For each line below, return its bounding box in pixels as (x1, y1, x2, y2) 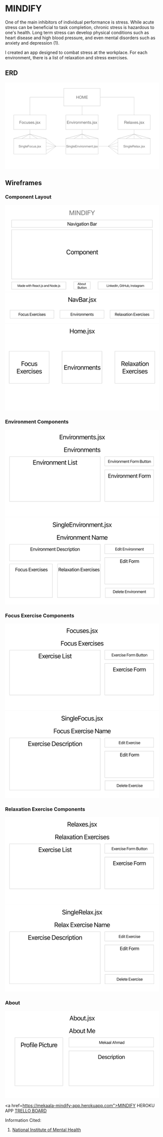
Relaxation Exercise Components (5, 806, 85, 813)
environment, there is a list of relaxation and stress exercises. (5, 54, 128, 60)
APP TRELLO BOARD (5, 1108, 47, 1114)
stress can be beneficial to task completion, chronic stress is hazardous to (5, 24, 155, 30)
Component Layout (5, 193, 52, 200)
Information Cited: (5, 1117, 41, 1123)
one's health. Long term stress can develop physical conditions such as (5, 29, 149, 35)
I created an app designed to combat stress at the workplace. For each (5, 49, 148, 55)
